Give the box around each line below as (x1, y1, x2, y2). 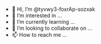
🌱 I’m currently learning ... (11, 18, 75, 25)
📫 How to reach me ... (11, 32, 67, 38)
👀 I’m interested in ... (11, 12, 62, 19)
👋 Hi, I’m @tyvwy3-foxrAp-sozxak (11, 6, 95, 12)
